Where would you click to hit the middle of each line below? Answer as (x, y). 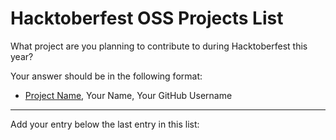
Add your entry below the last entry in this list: (105, 124)
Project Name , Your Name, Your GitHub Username (128, 95)
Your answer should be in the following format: (106, 76)
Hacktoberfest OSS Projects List (147, 18)
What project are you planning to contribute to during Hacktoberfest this (159, 46)
